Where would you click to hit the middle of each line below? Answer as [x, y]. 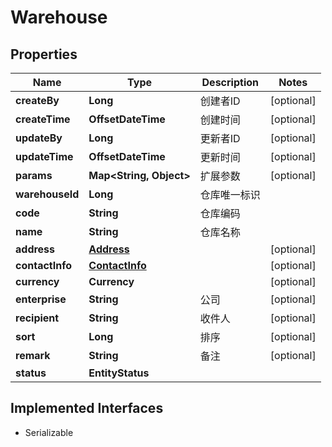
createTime [43, 119]
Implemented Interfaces [87, 408]
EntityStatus [119, 373]
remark [33, 355]
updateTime [44, 156]
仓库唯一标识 [230, 194]
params [34, 175]
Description [230, 82]
